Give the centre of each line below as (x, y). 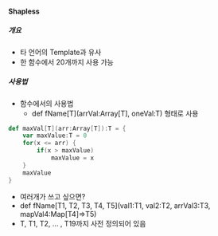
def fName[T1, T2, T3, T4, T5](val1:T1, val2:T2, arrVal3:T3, (115, 205)
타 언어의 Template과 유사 (60, 52)
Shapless (24, 11)
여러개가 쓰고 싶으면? (53, 196)
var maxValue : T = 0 (55, 136)
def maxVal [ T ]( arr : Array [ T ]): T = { (67, 128)
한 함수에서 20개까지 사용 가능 (66, 62)
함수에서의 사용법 (47, 103)
